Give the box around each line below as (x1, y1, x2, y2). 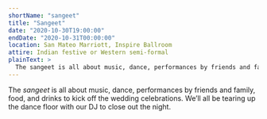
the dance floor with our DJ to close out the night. (8, 102, 172, 111)
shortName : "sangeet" (8, 11, 80, 20)
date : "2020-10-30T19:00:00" (8, 26, 105, 34)
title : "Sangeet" (8, 19, 66, 27)
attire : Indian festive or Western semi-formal (8, 48, 169, 56)
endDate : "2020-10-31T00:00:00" (8, 33, 115, 42)
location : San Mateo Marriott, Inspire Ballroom (8, 41, 172, 49)
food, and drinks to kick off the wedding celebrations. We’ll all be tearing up (8, 93, 256, 103)
